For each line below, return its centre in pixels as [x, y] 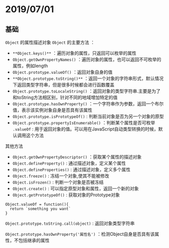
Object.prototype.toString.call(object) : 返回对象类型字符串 [70, 223]
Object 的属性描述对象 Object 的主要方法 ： [50, 42]
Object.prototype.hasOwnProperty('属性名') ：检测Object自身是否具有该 [80, 234]
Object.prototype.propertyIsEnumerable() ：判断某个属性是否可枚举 [84, 123]
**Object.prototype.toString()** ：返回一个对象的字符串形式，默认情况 [88, 78]
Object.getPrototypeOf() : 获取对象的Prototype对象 [66, 195]
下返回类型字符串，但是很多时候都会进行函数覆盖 [63, 85]
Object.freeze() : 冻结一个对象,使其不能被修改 [61, 176]
